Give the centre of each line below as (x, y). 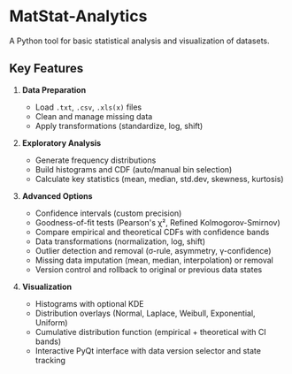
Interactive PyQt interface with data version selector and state (148, 350)
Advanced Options (57, 195)
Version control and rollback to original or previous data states (149, 269)
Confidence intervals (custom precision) (108, 213)
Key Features (46, 69)
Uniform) (51, 322)
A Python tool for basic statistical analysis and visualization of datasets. (139, 41)
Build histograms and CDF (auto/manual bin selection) (134, 169)
